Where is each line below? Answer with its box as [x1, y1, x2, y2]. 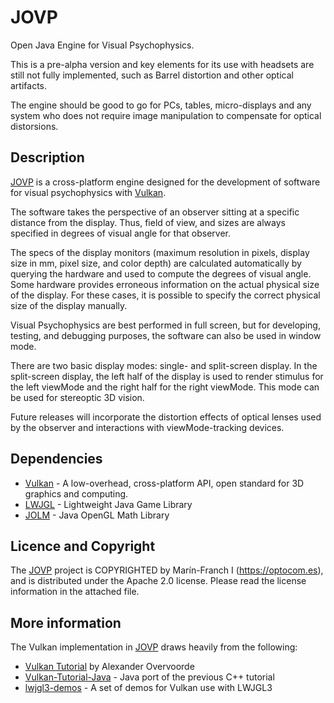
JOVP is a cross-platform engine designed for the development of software [10, 176, 321, 188]
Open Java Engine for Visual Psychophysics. [10, 39, 195, 51]
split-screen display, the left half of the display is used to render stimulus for [10, 370, 324, 382]
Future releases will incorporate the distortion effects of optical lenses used [10, 411, 322, 423]
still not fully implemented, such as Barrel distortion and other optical [10, 69, 294, 81]
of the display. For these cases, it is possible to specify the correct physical [10, 289, 321, 301]
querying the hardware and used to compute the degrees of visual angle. [10, 267, 312, 280]
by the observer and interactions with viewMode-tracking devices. [10, 421, 285, 433]
